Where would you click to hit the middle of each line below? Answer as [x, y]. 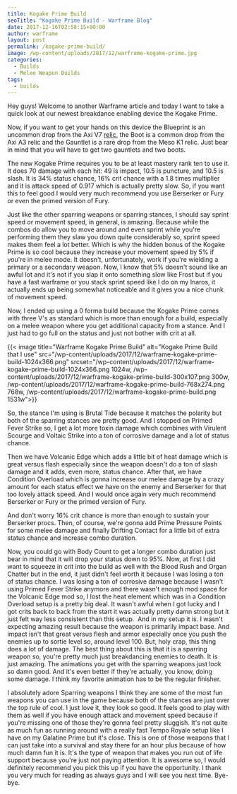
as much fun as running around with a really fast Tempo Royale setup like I [115, 730]
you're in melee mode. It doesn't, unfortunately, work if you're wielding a [113, 260]
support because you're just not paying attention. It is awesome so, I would [116, 760]
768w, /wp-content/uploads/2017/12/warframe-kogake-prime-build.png [112, 392]
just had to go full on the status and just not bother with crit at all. [102, 333]
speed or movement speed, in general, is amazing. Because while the [108, 222]
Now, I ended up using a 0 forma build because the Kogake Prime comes [113, 311]
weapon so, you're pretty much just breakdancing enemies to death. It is [113, 656]
